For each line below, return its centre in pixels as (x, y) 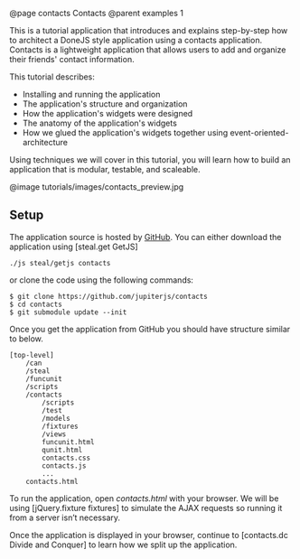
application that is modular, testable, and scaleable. (105, 169)
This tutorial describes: (52, 77)
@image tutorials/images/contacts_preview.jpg (97, 187)
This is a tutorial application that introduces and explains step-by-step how (149, 30)
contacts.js (65, 466)
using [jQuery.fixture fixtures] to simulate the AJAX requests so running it (146, 508)
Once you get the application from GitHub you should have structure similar (150, 329)
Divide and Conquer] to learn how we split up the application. (123, 545)
